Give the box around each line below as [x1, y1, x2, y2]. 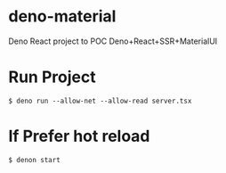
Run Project [8, 67, 96, 87]
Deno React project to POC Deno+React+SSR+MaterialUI [8, 36, 218, 46]
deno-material [8, 6, 117, 27]
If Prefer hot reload [8, 127, 150, 146]
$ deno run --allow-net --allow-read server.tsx [8, 96, 192, 105]
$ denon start [8, 155, 61, 164]
